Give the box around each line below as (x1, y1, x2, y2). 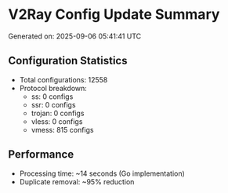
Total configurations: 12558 (19, 75, 108, 84)
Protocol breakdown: (19, 83, 88, 93)
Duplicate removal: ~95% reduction (19, 177, 135, 186)
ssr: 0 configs (31, 100, 76, 109)
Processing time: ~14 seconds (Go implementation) (19, 169, 186, 178)
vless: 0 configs (31, 116, 83, 126)
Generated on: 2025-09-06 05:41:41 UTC (8, 31, 142, 41)
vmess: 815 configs (31, 125, 94, 134)
